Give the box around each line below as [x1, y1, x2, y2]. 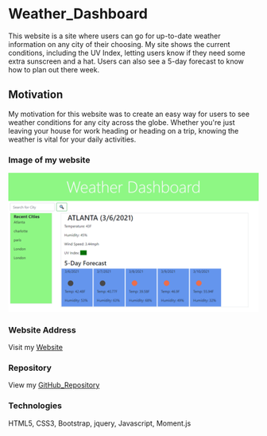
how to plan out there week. [8, 64, 100, 74]
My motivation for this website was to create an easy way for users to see [8, 109, 250, 119]
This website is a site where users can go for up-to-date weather [8, 31, 221, 41]
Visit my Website [8, 342, 64, 352]
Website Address [8, 324, 77, 335]
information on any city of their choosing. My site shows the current [8, 39, 230, 49]
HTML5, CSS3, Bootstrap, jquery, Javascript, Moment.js [8, 418, 192, 428]
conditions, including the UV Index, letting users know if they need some [8, 48, 246, 57]
